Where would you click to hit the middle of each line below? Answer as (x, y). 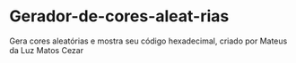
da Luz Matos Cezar (46, 50)
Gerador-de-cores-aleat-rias (119, 16)
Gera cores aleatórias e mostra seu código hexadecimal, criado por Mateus (148, 41)
